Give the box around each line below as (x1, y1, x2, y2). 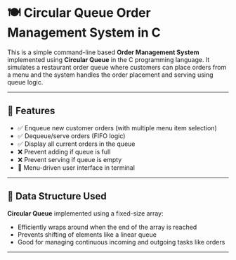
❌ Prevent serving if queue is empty (17, 155, 122, 163)
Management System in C (7, 25, 162, 41)
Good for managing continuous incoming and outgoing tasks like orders (17, 237, 225, 246)
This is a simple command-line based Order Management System (7, 48, 199, 56)
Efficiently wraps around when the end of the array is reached (17, 223, 197, 231)
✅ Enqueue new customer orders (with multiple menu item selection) (17, 123, 218, 132)
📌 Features (7, 105, 55, 117)
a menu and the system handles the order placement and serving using (7, 70, 214, 79)
